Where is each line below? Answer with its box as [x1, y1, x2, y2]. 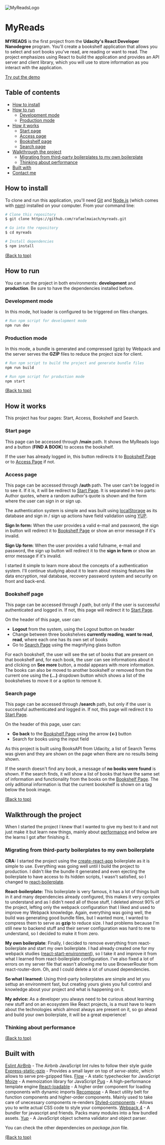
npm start [5, 378, 26, 384]
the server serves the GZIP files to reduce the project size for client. [5, 351, 143, 357]
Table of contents [5, 88, 60, 97]
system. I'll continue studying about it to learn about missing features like [5, 568, 154, 573]
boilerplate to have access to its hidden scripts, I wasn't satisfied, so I [5, 873, 146, 879]
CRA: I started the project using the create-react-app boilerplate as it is [5, 858, 150, 864]
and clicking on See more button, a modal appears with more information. [5, 662, 155, 668]
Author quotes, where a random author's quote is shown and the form [5, 492, 147, 498]
